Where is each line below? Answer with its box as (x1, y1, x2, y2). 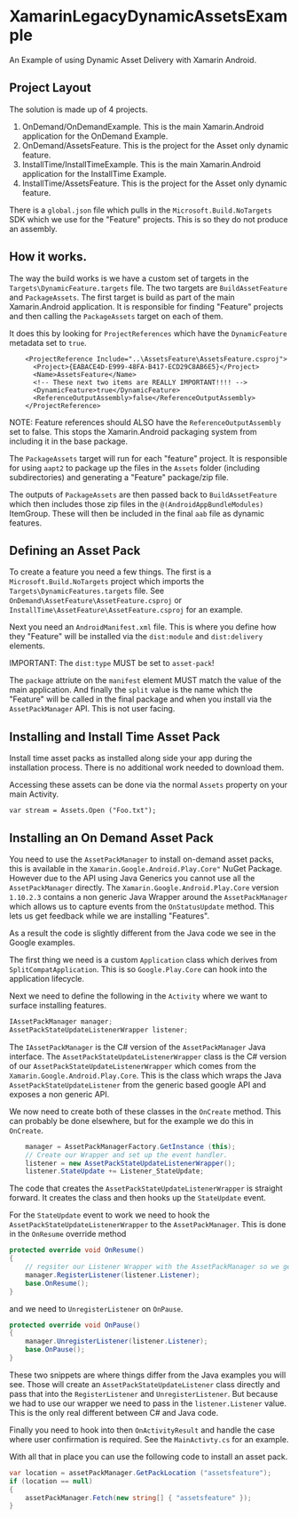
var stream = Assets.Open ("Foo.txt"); (9, 807, 157, 815)
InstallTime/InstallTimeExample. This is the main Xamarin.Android (21, 158, 262, 170)
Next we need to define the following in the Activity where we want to (9, 991, 268, 1001)
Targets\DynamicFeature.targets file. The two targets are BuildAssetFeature (9, 282, 288, 293)
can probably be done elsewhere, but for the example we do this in (9, 1115, 255, 1126)
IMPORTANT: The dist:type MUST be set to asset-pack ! (9, 658, 215, 669)
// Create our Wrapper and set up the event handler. (25, 1150, 228, 1160)
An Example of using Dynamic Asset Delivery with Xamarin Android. (9, 54, 257, 65)
